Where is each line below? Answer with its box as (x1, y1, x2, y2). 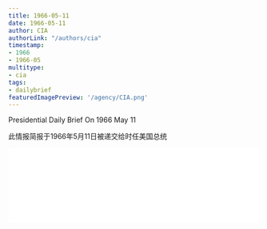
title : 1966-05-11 (8, 11, 70, 20)
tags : (8, 78, 26, 86)
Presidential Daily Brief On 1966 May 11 (8, 115, 137, 124)
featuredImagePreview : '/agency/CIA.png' (8, 93, 149, 101)
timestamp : (8, 41, 45, 49)
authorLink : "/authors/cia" (8, 34, 102, 42)
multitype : (8, 64, 45, 72)
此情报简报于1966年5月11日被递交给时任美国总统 (8, 132, 168, 141)
